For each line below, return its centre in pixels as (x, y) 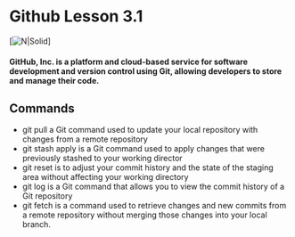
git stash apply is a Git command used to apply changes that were (143, 149)
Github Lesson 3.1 (76, 16)
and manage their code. (54, 80)
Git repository (47, 196)
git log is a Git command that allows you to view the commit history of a (153, 187)
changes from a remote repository (85, 139)
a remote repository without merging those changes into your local (144, 215)
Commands (42, 108)
